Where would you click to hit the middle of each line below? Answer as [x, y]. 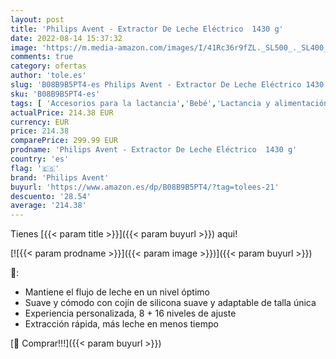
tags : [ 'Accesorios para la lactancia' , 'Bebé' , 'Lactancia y [140, 103]
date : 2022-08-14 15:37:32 [66, 38]
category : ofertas [48, 66]
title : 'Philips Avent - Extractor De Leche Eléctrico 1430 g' [147, 29]
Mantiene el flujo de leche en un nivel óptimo [117, 292]
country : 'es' [40, 159]
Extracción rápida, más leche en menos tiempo [121, 324]
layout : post [37, 19]
